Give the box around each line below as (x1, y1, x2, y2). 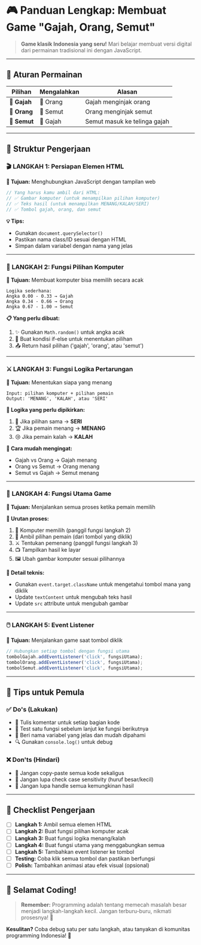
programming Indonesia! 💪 (6, 932, 72, 939)
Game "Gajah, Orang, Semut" (6, 20, 156, 34)
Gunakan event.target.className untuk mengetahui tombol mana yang (14, 581, 191, 588)
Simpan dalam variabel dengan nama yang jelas (14, 242, 133, 249)
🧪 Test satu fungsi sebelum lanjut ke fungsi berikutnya (14, 725, 149, 732)
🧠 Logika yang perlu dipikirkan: (6, 406, 86, 413)
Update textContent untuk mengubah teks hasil (14, 593, 132, 600)
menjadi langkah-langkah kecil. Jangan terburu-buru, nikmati (20, 907, 172, 914)
